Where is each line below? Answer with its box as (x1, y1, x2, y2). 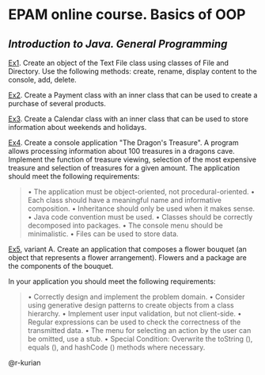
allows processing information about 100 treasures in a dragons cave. (8, 147, 235, 155)
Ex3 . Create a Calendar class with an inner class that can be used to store (8, 114, 249, 124)
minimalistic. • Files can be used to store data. (27, 229, 180, 239)
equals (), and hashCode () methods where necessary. (27, 342, 206, 352)
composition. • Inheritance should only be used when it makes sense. (27, 204, 256, 213)
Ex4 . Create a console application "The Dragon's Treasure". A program (8, 138, 239, 147)
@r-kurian (8, 358, 41, 367)
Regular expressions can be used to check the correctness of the (27, 317, 241, 327)
